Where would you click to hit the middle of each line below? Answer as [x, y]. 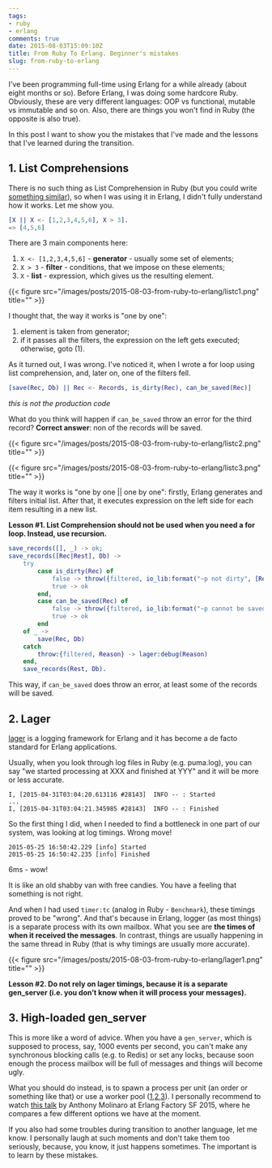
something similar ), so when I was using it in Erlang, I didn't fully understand [136, 196]
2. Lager [30, 719]
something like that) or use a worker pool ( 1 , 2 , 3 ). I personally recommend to [135, 1096]
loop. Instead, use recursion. [57, 534]
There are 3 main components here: [68, 243]
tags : [17, 16]
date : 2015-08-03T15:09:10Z [56, 46]
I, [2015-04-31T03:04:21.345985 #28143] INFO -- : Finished [114, 809]
